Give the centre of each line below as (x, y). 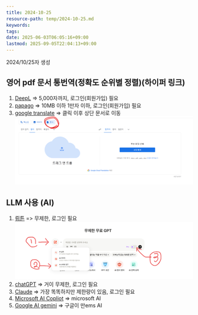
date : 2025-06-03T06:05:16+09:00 (47, 38)
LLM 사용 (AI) (30, 203)
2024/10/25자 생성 (28, 62)
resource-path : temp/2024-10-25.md (50, 19)
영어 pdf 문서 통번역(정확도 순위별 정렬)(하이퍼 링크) (96, 83)
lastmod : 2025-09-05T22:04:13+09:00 (51, 44)
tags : (13, 31)
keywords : (18, 25)
